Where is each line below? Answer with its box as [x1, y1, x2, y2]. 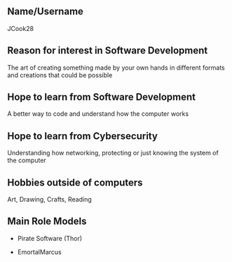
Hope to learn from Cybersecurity [7, 130, 158, 142]
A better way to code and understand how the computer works [7, 110, 189, 118]
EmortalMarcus [17, 247, 62, 256]
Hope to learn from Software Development [7, 91, 196, 103]
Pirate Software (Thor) [17, 234, 83, 242]
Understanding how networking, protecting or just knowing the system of [7, 149, 219, 157]
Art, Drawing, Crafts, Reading [7, 195, 93, 204]
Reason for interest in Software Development [7, 45, 208, 57]
